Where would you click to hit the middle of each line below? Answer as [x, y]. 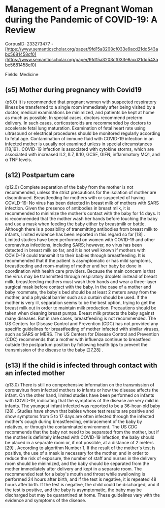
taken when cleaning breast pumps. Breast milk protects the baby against [80, 313]
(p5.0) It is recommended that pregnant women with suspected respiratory [81, 102]
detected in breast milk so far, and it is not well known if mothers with [76, 250]
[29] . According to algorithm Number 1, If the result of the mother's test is [80, 448]
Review [20, 30]
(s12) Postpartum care [40, 175]
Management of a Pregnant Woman [79, 9]
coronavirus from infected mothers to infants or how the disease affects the [82, 390]
